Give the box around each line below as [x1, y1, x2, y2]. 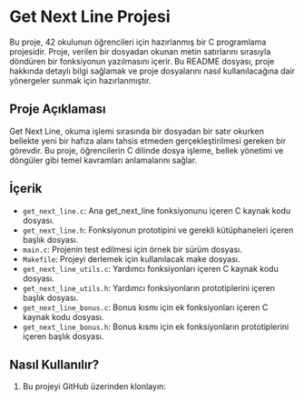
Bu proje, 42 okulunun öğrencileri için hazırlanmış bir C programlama [9, 36, 267, 47]
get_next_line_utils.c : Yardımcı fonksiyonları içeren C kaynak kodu [22, 263, 279, 274]
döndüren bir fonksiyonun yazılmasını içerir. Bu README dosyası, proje [9, 55, 275, 66]
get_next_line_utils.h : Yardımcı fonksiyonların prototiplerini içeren [22, 282, 275, 293]
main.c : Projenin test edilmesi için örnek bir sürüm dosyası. [22, 244, 243, 255]
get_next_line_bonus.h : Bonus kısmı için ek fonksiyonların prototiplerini [22, 321, 289, 332]
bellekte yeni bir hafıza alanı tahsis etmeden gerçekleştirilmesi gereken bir [9, 135, 287, 146]
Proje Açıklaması [9, 102, 106, 117]
